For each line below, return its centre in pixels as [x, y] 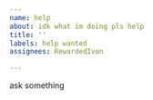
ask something [37, 85]
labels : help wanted [49, 43]
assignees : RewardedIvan [56, 52]
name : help [30, 18]
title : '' [28, 35]
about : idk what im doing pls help [77, 26]
